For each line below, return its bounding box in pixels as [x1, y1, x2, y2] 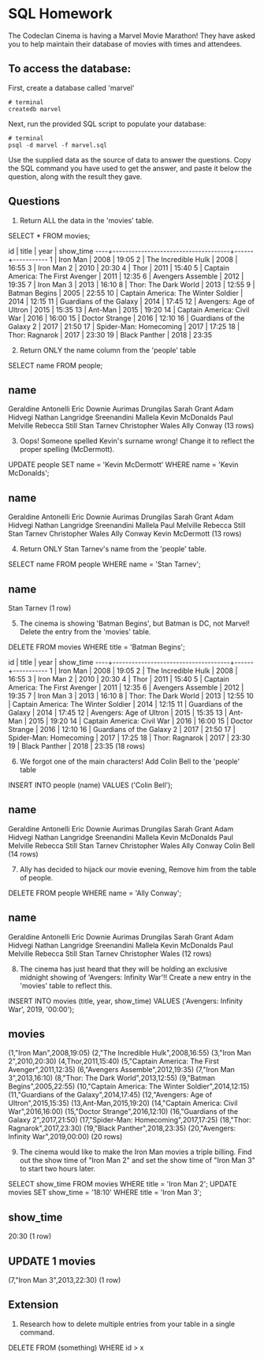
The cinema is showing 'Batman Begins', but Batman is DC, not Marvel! [19, 618, 251, 628]
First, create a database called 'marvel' [8, 83, 136, 92]
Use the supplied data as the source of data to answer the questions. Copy [8, 155, 251, 164]
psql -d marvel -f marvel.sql [8, 141, 108, 149]
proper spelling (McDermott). [19, 445, 115, 454]
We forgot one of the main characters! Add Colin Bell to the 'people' [19, 757, 240, 766]
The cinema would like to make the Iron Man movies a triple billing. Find [19, 1147, 252, 1156]
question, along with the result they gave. [8, 171, 143, 181]
